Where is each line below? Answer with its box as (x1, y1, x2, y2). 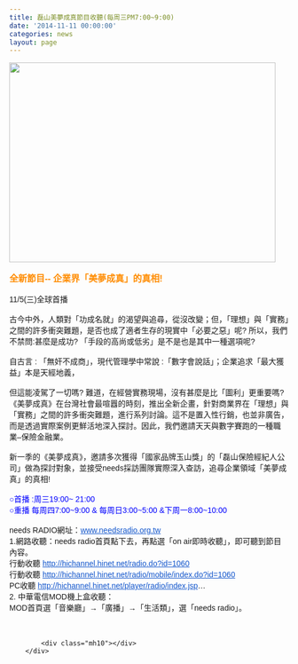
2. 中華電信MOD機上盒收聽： (9, 592, 114, 602)
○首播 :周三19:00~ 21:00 (9, 494, 96, 504)
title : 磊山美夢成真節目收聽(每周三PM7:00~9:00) (9, 12, 175, 22)
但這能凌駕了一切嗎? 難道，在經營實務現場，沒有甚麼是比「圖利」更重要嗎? (9, 388, 285, 398)
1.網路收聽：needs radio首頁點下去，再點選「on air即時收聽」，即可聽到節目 (9, 536, 282, 547)
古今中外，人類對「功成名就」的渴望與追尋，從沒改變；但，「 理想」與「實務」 (9, 314, 289, 325)
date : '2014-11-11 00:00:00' (9, 21, 117, 30)
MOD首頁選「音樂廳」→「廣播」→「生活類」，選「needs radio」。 (9, 603, 247, 613)
